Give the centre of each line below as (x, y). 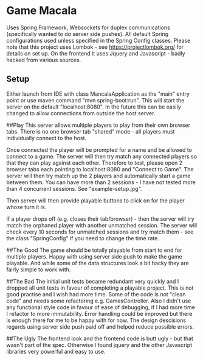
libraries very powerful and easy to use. (56, 351)
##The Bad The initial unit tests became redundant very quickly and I (93, 281)
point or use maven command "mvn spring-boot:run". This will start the (95, 100)
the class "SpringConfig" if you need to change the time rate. (83, 238)
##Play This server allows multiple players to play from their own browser (98, 125)
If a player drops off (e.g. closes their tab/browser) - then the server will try (100, 219)
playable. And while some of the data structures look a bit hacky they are (98, 263)
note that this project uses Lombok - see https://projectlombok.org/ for (95, 47)
